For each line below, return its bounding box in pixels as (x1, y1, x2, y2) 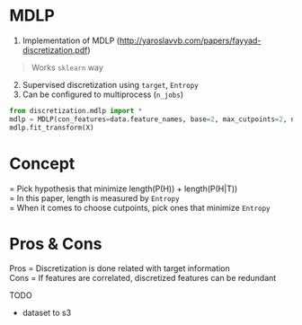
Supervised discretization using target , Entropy (22, 79, 200, 90)
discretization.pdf (22, 44, 88, 55)
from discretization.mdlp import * (9, 106, 143, 115)
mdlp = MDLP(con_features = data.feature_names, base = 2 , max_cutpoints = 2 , (9, 114, 288, 124)
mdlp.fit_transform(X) (9, 123, 94, 132)
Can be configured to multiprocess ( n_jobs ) (22, 89, 184, 100)
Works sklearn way (31, 62, 103, 73)
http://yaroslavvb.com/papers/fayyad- (119, 35, 262, 46)
